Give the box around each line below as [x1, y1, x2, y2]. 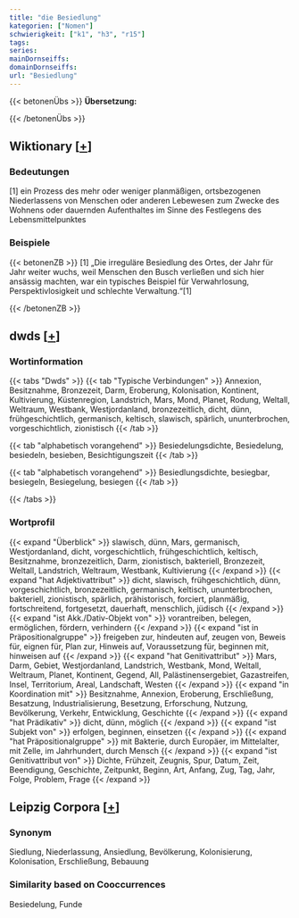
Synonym [9, 827, 52, 839]
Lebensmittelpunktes [9, 214, 87, 225]
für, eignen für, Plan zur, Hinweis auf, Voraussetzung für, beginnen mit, [9, 640, 270, 652]
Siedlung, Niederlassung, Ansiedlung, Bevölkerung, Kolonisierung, [9, 847, 253, 857]
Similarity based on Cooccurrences [9, 879, 166, 891]
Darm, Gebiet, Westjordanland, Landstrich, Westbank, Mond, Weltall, [9, 660, 262, 671]
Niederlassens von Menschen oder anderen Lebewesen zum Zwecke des [9, 196, 279, 206]
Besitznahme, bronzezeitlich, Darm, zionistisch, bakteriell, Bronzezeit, [9, 555, 266, 566]
